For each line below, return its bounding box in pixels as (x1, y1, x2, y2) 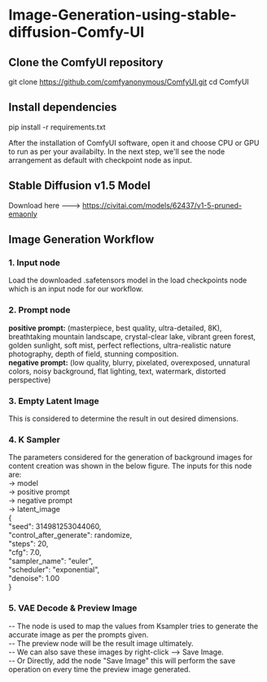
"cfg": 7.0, (8, 548, 42, 557)
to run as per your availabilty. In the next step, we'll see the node (8, 146, 225, 156)
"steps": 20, (8, 539, 49, 549)
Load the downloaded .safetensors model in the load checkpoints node (8, 275, 247, 286)
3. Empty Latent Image (8, 395, 99, 406)
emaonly (8, 209, 38, 219)
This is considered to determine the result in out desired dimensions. (8, 413, 239, 423)
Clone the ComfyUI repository (8, 55, 164, 69)
